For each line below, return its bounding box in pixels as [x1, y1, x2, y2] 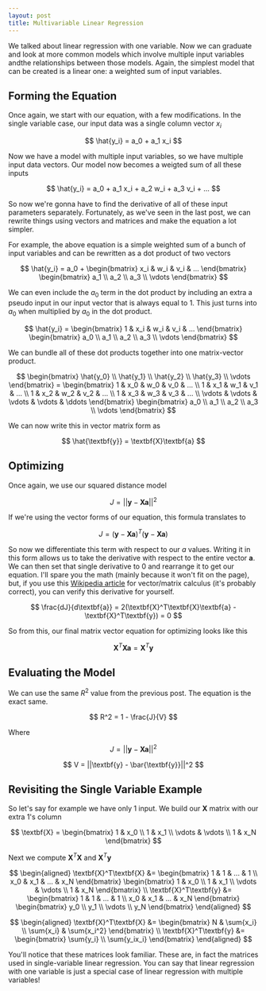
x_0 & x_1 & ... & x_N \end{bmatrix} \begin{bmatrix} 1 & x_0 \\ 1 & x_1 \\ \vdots [10, 876, 257, 887]
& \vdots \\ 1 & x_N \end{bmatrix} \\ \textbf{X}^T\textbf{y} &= [34, 885, 233, 895]
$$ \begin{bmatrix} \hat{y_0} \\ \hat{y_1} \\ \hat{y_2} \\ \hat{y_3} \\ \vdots [16, 371, 251, 381]
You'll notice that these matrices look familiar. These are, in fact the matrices [8, 950, 259, 959]
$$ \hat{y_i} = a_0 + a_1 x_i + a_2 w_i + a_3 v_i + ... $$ [46, 184, 221, 193]
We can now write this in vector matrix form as [8, 421, 161, 430]
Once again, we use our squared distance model [8, 480, 167, 490]
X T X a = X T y [113, 641, 154, 652]
